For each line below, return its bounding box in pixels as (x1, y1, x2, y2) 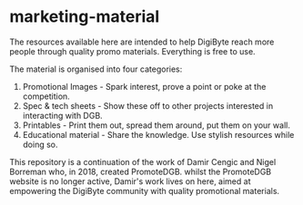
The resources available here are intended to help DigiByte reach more (9, 36, 275, 47)
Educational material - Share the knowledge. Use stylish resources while (22, 129, 295, 140)
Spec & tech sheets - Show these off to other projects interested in (22, 100, 274, 111)
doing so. (22, 139, 58, 150)
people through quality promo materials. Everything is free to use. (9, 45, 257, 56)
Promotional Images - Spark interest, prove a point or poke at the (22, 81, 267, 92)
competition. (22, 91, 70, 102)
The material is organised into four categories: (9, 63, 183, 74)
